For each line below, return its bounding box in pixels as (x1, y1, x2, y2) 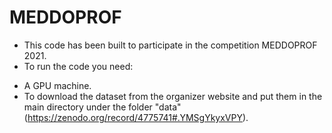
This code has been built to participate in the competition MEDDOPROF (23, 39, 318, 51)
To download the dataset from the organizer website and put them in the (23, 90, 323, 102)
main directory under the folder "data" (23, 101, 182, 113)
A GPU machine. (23, 79, 92, 91)
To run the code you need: (23, 60, 134, 72)
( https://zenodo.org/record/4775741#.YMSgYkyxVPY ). (23, 111, 249, 123)
